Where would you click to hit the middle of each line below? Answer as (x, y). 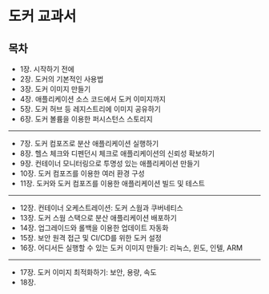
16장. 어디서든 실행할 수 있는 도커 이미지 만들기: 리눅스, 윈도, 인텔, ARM (131, 248)
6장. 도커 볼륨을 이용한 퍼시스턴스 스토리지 (86, 119)
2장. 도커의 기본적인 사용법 (62, 79)
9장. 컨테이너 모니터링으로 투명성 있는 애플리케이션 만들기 (110, 163)
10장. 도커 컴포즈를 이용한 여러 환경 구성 (82, 173)
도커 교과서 (42, 16)
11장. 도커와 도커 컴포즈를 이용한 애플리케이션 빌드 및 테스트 (112, 183)
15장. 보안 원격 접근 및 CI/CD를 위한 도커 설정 (90, 238)
